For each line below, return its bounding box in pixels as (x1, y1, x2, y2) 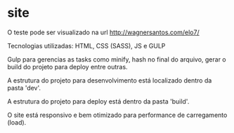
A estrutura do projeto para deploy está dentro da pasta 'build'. (7, 97, 190, 106)
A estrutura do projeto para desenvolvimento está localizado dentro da (7, 76, 212, 85)
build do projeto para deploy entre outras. (7, 62, 128, 71)
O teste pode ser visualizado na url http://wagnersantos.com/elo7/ (7, 28, 200, 36)
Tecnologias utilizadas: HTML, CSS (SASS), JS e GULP (7, 41, 166, 50)
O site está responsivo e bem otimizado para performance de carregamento (7, 111, 228, 119)
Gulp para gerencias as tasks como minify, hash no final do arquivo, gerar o (7, 55, 226, 64)
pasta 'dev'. (7, 83, 41, 92)
